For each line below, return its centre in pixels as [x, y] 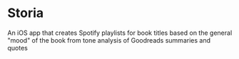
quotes [18, 48]
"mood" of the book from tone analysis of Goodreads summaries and [109, 40]
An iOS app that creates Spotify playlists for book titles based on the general [120, 33]
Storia [26, 13]
